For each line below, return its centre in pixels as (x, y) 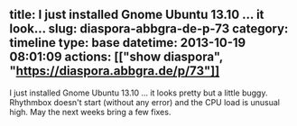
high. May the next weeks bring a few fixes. (90, 112)
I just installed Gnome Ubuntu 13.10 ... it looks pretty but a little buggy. (139, 93)
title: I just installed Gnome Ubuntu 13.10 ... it (137, 15)
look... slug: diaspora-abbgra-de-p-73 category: (149, 29)
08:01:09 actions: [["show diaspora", (116, 57)
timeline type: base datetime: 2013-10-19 (128, 43)
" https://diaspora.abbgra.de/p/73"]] (115, 71)
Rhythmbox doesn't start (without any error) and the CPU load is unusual (144, 102)
